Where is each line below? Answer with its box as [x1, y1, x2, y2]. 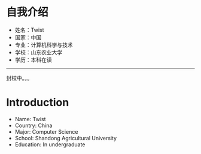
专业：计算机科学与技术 [14, 41, 73, 48]
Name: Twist [14, 115, 46, 122]
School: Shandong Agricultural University [14, 134, 117, 141]
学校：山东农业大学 [14, 48, 63, 56]
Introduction [6, 96, 69, 109]
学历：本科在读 [14, 56, 52, 63]
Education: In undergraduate [14, 141, 86, 148]
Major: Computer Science [14, 128, 78, 135]
